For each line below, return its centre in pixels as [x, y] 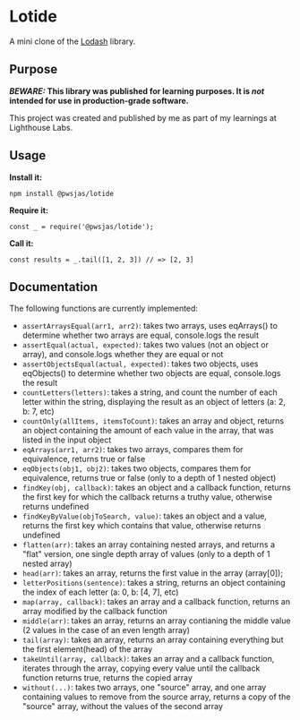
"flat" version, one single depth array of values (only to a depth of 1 [146, 554]
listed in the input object [67, 440]
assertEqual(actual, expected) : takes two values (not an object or [145, 345]
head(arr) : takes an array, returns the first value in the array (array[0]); [153, 573]
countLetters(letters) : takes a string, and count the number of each [150, 392]
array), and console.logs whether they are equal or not [123, 355]
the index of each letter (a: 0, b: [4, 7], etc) [100, 592]
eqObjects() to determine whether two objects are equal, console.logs [151, 373]
